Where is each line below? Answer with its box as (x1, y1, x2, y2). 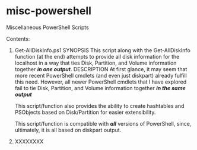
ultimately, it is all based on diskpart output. (14, 126, 122, 133)
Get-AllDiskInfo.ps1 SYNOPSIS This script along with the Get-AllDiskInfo (14, 46, 191, 54)
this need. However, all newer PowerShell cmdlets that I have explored (14, 78, 187, 85)
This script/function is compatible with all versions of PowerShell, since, (14, 120, 192, 127)
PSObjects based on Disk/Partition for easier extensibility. (14, 108, 156, 116)
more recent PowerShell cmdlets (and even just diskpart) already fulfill (14, 72, 187, 79)
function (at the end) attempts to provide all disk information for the (14, 53, 180, 60)
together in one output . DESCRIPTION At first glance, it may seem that (14, 65, 188, 72)
